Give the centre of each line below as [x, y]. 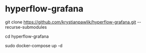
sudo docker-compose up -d [34, 45]
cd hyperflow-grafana [27, 36]
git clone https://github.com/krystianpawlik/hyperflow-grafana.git [71, 22]
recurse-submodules [26, 27]
